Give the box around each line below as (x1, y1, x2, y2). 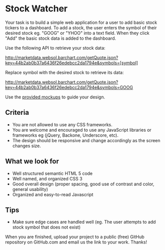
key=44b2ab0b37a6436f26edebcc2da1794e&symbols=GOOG (5, 84, 133, 90)
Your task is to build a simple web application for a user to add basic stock (5, 19, 158, 25)
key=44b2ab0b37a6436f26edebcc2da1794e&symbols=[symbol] (5, 60, 138, 66)
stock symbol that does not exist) (12, 224, 81, 230)
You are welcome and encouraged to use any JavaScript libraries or (12, 127, 152, 133)
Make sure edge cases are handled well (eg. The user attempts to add (12, 219, 156, 225)
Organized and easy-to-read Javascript (12, 191, 93, 197)
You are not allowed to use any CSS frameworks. (12, 121, 113, 127)
